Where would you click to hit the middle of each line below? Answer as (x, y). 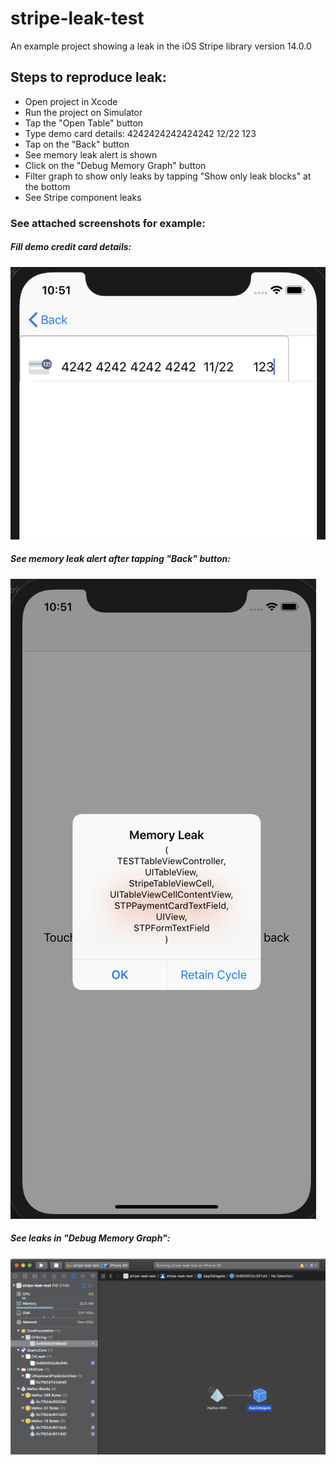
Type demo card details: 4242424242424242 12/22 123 (140, 133)
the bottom (47, 186)
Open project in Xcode (71, 101)
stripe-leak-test (77, 18)
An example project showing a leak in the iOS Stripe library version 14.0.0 (161, 46)
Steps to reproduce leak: (88, 77)
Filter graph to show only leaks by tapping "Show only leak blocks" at (168, 176)
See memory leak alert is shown (91, 154)
